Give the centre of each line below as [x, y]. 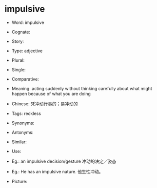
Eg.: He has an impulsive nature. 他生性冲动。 [57, 171]
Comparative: [25, 79]
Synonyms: [23, 123]
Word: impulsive [28, 22]
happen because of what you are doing [51, 94]
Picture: [20, 181]
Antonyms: [22, 132]
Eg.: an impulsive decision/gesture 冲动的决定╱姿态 [64, 161]
